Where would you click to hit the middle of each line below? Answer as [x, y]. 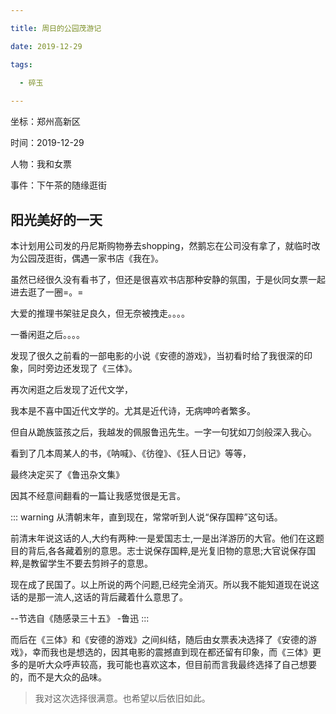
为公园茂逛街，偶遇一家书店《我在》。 [87, 258]
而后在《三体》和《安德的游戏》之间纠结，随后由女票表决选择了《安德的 [159, 639]
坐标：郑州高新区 [45, 122]
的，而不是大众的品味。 [58, 677]
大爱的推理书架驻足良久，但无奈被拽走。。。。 [100, 313]
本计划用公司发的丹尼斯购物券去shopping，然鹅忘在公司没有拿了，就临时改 [165, 245]
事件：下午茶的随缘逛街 [58, 185]
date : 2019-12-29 [46, 46]
